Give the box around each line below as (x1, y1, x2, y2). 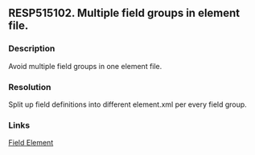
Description (8, 43, 56, 55)
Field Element (8, 138, 54, 148)
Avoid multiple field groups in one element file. (8, 61, 162, 71)
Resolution (8, 81, 51, 92)
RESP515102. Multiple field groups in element (8, 6, 241, 20)
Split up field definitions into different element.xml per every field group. (8, 100, 247, 109)
